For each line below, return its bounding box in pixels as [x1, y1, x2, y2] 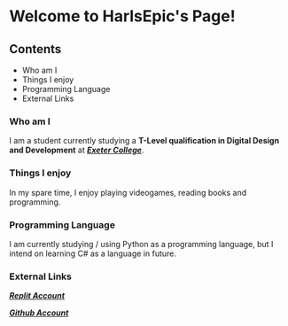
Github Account [9, 307, 69, 318]
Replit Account [9, 291, 65, 301]
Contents [9, 42, 62, 57]
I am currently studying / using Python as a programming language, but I [9, 238, 274, 249]
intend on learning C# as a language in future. [9, 248, 177, 259]
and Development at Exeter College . [9, 144, 144, 156]
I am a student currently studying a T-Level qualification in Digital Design [9, 136, 280, 146]
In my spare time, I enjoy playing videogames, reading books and [9, 187, 247, 198]
